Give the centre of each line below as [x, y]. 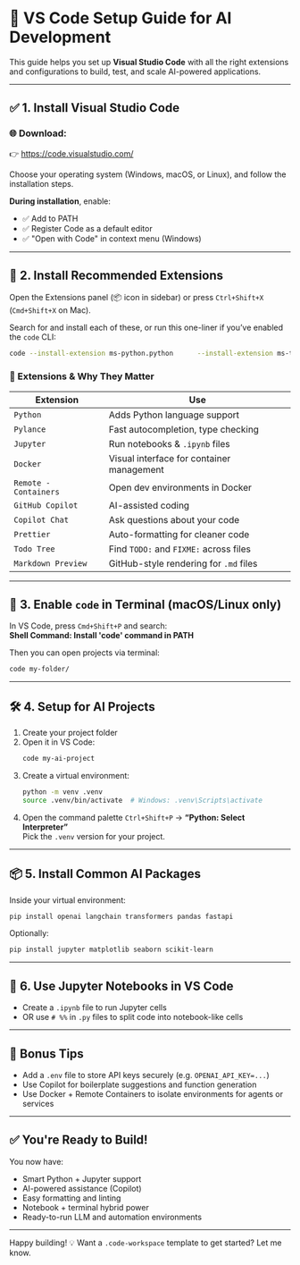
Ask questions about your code [174, 519]
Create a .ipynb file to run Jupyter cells [94, 1008]
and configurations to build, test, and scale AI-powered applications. [135, 72]
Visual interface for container [170, 458]
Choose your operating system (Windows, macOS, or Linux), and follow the [148, 174]
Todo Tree [34, 548]
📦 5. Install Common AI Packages [105, 874]
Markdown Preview [50, 563]
